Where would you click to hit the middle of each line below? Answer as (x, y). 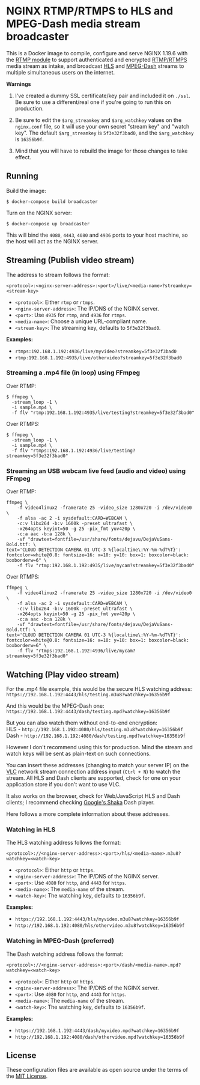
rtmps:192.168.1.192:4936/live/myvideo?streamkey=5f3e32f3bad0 (96, 351)
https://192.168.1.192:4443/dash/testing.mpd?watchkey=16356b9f (88, 711)
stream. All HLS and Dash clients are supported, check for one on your (94, 778)
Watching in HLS (31, 829)
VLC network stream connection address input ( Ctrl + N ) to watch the (93, 771)
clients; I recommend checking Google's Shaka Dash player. (80, 802)
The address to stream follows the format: (58, 275)
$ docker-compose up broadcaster (48, 223)
